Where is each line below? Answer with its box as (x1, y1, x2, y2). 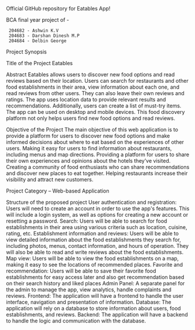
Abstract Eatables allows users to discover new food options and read (6, 71, 175, 78)
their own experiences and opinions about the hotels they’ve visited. (6, 157, 171, 164)
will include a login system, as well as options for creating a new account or (6, 211, 189, 218)
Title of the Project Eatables (6, 60, 73, 66)
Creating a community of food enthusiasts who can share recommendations (6, 164, 190, 170)
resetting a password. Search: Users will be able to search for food (6, 217, 167, 224)
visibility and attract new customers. (6, 176, 94, 183)
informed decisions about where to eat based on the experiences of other (6, 139, 184, 146)
